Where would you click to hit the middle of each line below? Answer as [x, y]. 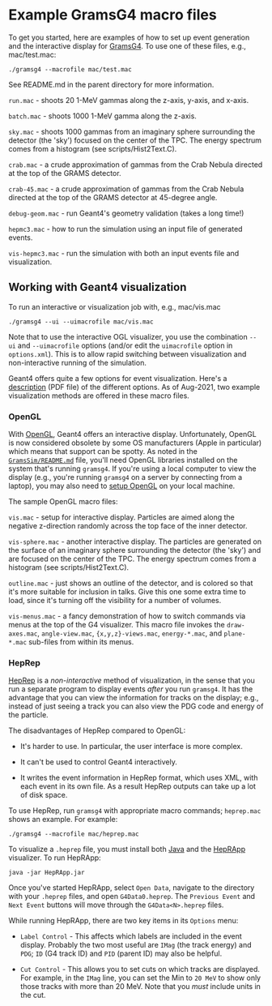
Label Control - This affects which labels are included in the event [131, 936]
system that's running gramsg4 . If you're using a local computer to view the [132, 469]
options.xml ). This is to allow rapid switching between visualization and [127, 353]
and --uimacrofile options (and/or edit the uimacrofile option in [125, 345]
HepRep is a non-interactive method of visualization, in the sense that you [132, 681]
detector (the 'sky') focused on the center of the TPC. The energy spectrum [135, 140]
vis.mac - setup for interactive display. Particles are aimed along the [121, 517]
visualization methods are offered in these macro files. [99, 396]
